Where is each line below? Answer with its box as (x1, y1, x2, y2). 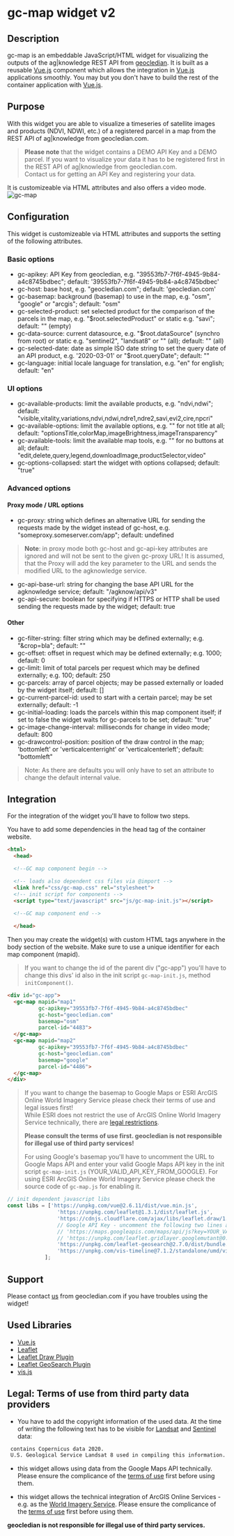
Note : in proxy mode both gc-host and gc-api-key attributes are (24, 545, 208, 553)
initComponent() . (24, 979, 74, 987)
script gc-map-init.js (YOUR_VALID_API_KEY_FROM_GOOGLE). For (24, 1167, 218, 1176)
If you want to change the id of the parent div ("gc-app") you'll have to (24, 963, 226, 972)
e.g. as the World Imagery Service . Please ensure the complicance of (17, 1500, 217, 1509)
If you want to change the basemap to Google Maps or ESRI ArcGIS (24, 1089, 218, 1097)
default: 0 (17, 656, 45, 665)
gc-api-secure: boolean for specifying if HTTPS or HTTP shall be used (17, 595, 220, 603)
